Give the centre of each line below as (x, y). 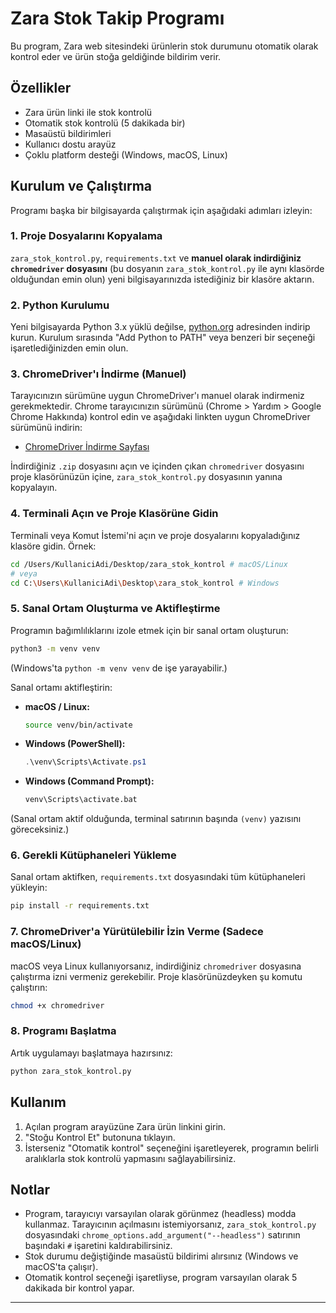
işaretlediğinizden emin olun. (69, 348)
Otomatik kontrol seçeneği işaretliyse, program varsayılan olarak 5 (161, 1278)
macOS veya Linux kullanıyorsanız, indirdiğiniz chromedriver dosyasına (156, 966)
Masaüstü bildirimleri (68, 133)
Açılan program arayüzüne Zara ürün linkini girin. (125, 1126)
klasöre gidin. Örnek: (53, 546)
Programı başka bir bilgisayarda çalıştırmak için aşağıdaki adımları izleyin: (161, 210)
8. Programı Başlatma (63, 1031)
